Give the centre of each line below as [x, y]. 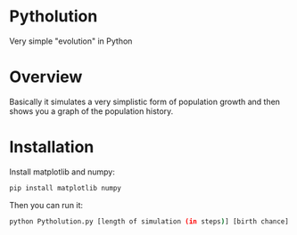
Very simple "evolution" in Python [71, 41]
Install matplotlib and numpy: [62, 172]
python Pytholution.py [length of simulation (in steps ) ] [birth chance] [149, 221]
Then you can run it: [46, 205]
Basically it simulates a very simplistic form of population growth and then [145, 101]
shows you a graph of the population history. [91, 111]
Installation [52, 147]
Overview [46, 77]
